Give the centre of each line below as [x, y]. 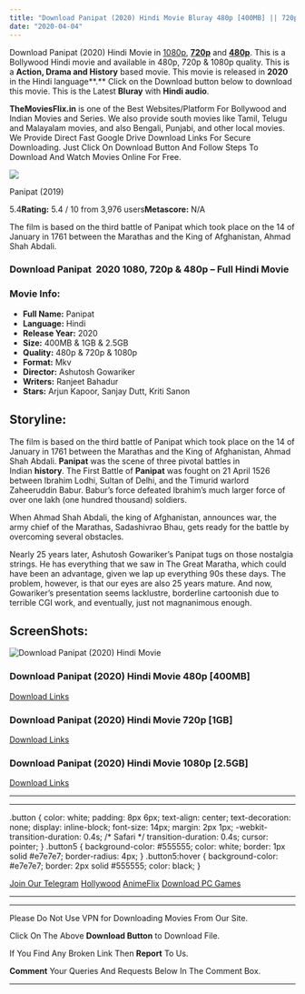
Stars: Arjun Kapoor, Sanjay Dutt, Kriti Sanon [106, 391]
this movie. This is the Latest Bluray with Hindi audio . [109, 91]
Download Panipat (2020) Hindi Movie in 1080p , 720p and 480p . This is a [148, 52]
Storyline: [38, 420]
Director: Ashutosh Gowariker [79, 371]
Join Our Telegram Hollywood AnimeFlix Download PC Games [125, 884]
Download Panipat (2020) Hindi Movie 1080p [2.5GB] [129, 763]
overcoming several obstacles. [67, 537]
